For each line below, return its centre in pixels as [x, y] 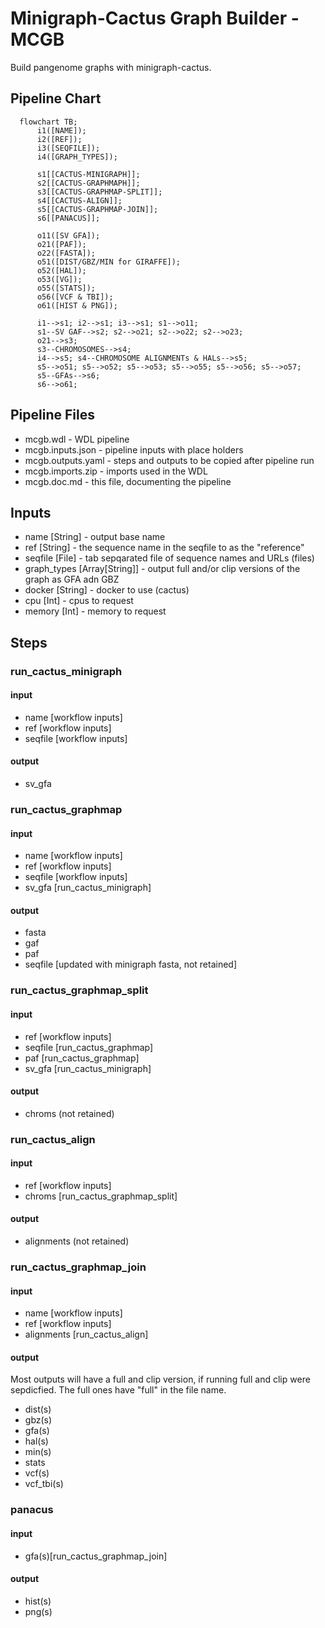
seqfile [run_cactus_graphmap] [89, 1047]
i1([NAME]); [61, 130]
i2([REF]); [59, 139]
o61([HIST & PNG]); [77, 305]
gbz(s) [38, 1420]
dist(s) [38, 1409]
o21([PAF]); [61, 244]
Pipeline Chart [56, 98]
